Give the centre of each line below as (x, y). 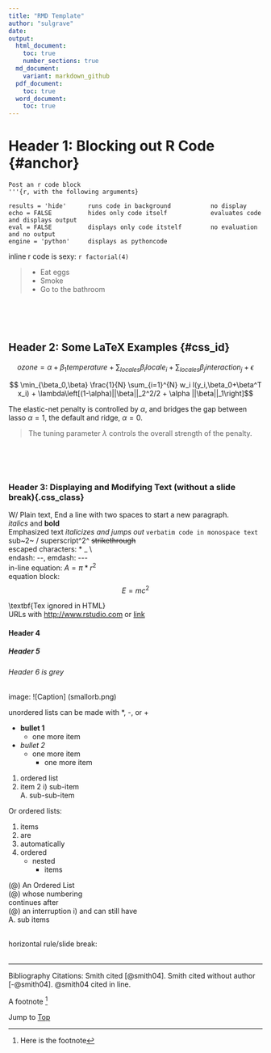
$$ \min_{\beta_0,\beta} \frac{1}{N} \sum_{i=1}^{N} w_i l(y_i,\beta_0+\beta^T (135, 384)
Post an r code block (45, 185)
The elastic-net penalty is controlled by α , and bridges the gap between (128, 408)
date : (17, 31)
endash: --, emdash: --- (48, 557)
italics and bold (34, 523)
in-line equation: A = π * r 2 (52, 567)
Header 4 (24, 632)
